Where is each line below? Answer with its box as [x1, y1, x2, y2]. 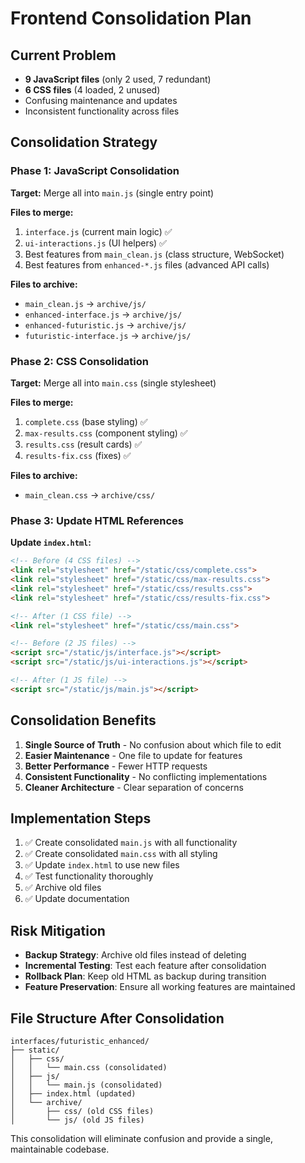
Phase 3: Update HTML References [10, 513, 184, 527]
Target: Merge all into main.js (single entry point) [10, 187, 215, 199]
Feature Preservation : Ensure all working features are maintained [24, 981, 296, 993]
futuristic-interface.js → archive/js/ [24, 329, 192, 341]
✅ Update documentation [24, 893, 130, 905]
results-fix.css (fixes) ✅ [24, 449, 132, 461]
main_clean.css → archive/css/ [24, 488, 156, 501]
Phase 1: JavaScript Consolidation [10, 164, 180, 178]
